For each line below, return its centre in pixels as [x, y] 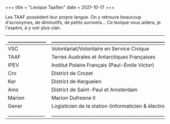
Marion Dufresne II [73, 98]
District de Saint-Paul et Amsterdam [94, 89]
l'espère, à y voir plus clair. [33, 28]
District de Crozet [72, 73]
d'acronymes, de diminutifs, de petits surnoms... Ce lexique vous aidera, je [83, 22]
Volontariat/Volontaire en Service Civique [100, 49]
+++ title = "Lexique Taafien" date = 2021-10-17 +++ [60, 7]
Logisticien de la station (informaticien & [99, 106]
